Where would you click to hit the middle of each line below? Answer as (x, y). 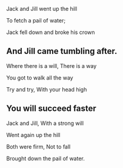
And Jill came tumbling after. (62, 51)
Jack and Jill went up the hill (42, 9)
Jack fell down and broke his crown (51, 32)
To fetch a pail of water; (36, 20)
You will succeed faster (52, 109)
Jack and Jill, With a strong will (45, 123)
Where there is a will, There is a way (52, 66)
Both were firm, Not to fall (38, 146)
